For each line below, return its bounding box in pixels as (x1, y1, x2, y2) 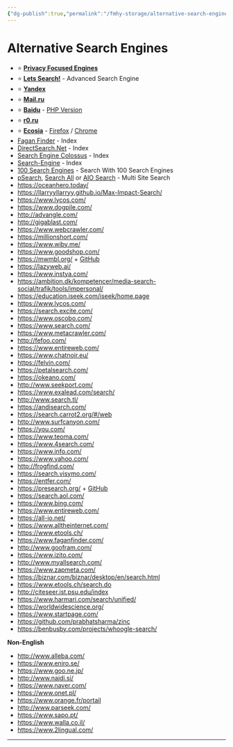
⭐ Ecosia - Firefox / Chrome (17, 126, 98, 134)
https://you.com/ (17, 425, 66, 433)
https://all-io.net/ (17, 513, 66, 522)
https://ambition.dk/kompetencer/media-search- (17, 276, 157, 285)
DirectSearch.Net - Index (17, 143, 89, 152)
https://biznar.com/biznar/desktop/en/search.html (17, 572, 161, 581)
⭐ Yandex (17, 84, 46, 93)
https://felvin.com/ (17, 358, 71, 366)
